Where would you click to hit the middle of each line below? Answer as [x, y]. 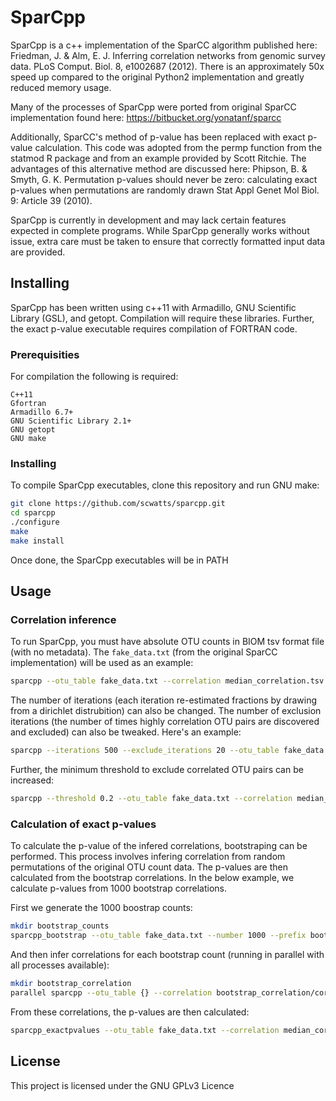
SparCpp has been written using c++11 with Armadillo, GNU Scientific [153, 307]
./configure [35, 522]
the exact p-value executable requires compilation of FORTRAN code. [154, 328]
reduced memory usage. [61, 87]
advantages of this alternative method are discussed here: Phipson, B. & [159, 168]
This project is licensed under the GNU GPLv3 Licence [122, 1085]
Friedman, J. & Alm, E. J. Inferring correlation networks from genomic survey [168, 55]
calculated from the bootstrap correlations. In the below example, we [152, 878]
